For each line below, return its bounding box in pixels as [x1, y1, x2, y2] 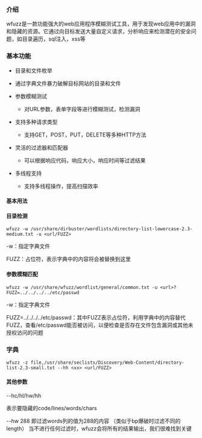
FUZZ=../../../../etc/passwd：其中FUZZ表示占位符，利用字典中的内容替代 [6, 314, 186, 321]
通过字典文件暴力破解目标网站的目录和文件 [14, 80, 121, 87]
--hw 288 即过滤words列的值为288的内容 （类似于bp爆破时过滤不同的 [6, 417, 181, 425]
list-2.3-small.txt [6, 364, 55, 371]
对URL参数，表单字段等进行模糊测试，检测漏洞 [24, 105, 140, 112]
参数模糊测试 [14, 92, 47, 100]
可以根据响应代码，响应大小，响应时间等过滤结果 [24, 156, 146, 164]
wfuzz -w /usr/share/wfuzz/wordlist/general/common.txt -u [6, 284, 158, 291]
